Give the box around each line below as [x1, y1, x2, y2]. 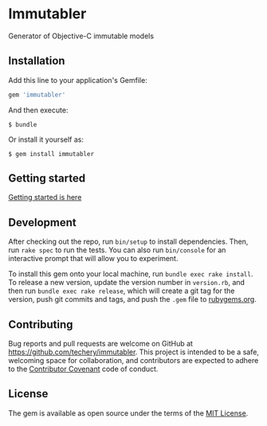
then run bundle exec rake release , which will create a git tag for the [8, 286, 235, 295]
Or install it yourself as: [8, 135, 84, 144]
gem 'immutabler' [8, 91, 66, 99]
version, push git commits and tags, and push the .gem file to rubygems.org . [8, 295, 257, 304]
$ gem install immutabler [8, 150, 94, 158]
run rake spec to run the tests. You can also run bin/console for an [8, 245, 226, 255]
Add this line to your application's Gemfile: [8, 75, 147, 84]
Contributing [8, 318, 73, 331]
